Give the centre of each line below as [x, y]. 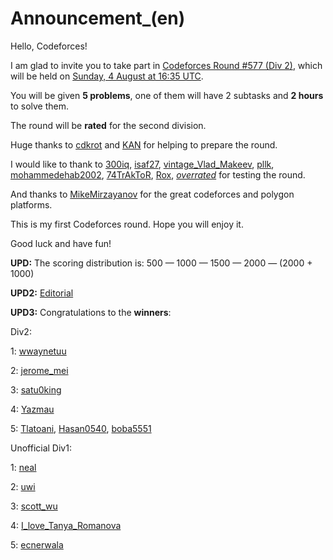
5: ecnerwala [37, 544]
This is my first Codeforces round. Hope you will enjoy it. [127, 224]
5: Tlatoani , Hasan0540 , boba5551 [81, 428]
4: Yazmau [32, 409]
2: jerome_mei [39, 370]
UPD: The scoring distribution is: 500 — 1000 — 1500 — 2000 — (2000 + [161, 263]
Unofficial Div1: [41, 448]
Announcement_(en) [98, 18]
